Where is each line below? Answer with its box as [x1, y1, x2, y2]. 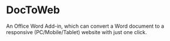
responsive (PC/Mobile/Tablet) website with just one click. [6, 28, 147, 35]
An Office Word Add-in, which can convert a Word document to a [6, 23, 165, 29]
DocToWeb [6, 3, 60, 17]
